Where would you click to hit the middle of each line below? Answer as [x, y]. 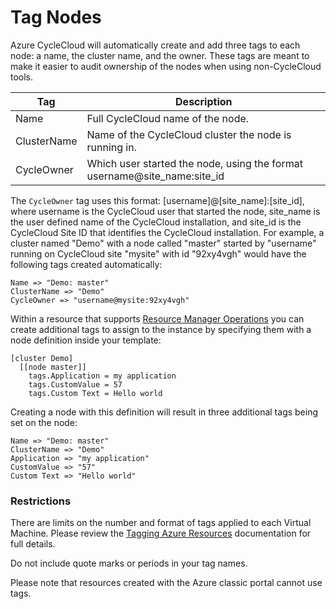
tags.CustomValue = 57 [75, 384]
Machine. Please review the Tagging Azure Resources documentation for [161, 533]
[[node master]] [53, 367]
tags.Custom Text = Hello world [95, 393]
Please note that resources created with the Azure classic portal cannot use [166, 583]
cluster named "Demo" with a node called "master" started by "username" [163, 243]
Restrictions [41, 501]
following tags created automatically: [86, 264]
